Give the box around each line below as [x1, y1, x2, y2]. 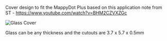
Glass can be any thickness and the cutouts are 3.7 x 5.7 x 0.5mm [5, 30, 144, 35]
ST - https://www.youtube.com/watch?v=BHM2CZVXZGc [5, 10, 127, 16]
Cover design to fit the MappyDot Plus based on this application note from [5, 5, 162, 10]
